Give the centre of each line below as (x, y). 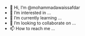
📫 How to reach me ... (32, 28)
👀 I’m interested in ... (30, 13)
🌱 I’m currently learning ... (36, 18)
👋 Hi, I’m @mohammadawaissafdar (45, 8)
